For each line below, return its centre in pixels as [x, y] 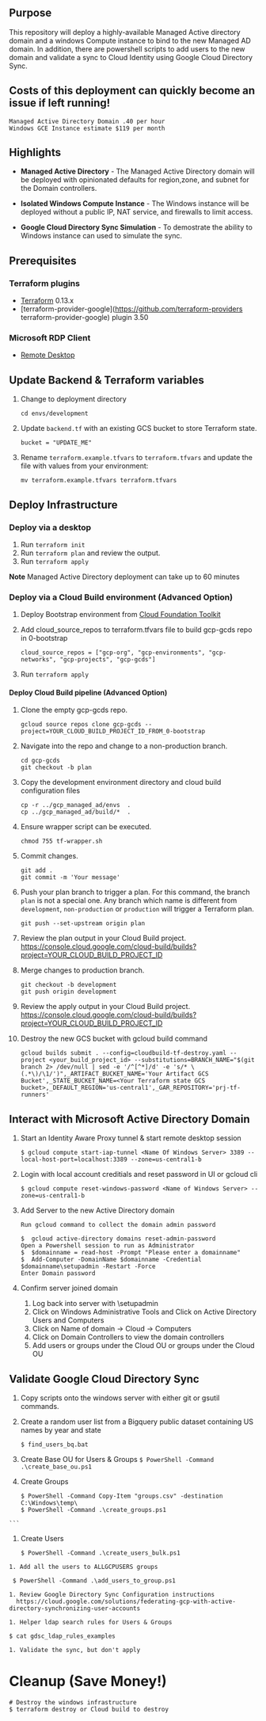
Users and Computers [68, 1320]
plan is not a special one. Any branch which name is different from [129, 900]
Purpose [30, 13]
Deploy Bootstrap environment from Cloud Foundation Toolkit [120, 615]
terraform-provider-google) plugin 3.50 [84, 318]
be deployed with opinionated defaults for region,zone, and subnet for [135, 180]
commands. [40, 1407]
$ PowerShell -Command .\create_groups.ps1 [93, 1510]
